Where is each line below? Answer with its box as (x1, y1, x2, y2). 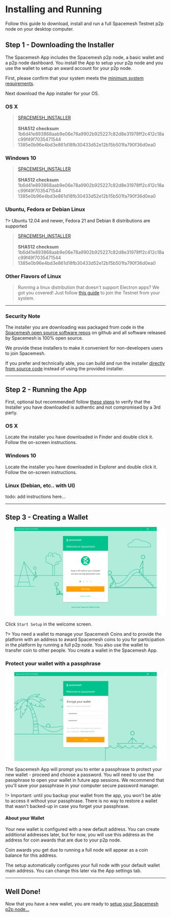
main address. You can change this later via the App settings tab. (5, 868, 141, 874)
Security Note (5, 312, 41, 319)
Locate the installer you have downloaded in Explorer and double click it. (5, 463, 158, 470)
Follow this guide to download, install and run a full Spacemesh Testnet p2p (5, 20, 164, 27)
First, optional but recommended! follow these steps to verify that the (5, 399, 151, 405)
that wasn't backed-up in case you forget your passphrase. (5, 803, 130, 809)
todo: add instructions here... (5, 493, 66, 500)
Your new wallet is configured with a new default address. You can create (5, 826, 160, 832)
